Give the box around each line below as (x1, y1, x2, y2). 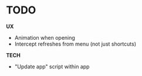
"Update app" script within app (14, 63, 90, 70)
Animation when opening (14, 34, 75, 41)
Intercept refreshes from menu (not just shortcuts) (14, 40, 137, 47)
